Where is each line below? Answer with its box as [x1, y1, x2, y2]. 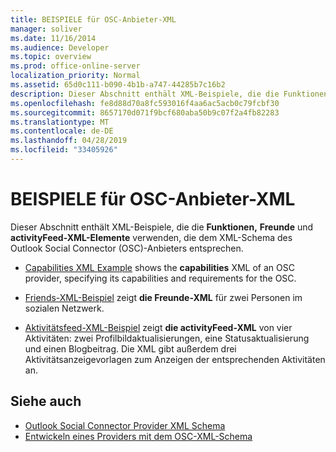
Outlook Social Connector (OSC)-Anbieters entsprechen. [10, 242, 244, 254]
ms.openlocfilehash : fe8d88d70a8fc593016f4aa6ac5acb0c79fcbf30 [10, 98, 280, 108]
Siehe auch [10, 393, 82, 410]
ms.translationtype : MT [10, 117, 110, 127]
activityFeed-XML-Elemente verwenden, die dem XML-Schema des [10, 231, 293, 243]
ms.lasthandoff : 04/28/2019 [10, 136, 128, 146]
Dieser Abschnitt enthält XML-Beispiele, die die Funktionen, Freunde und [10, 221, 314, 233]
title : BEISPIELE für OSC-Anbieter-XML [10, 14, 177, 25]
